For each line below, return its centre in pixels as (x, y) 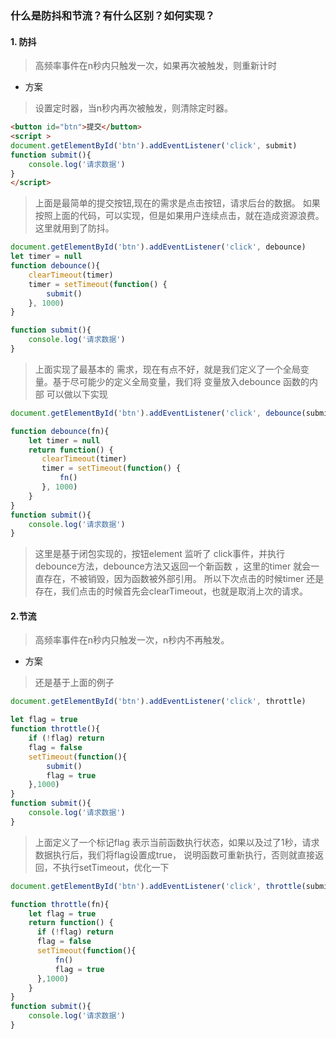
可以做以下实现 (77, 394)
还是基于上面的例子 (74, 683)
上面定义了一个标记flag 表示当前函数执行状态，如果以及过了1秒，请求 (177, 842)
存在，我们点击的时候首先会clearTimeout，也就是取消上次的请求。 (171, 591)
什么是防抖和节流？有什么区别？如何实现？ (113, 15)
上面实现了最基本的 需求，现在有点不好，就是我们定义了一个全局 (167, 369)
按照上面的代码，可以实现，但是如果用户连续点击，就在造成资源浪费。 (179, 216)
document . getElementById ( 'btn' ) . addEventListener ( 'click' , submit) (154, 145)
